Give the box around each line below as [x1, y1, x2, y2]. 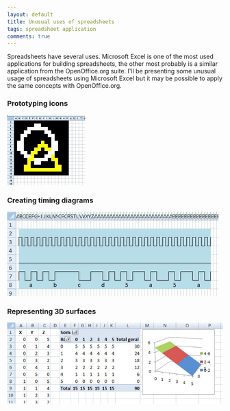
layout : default [7, 11, 53, 18]
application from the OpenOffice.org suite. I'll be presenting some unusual [7, 67, 216, 75]
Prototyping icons [7, 99, 68, 108]
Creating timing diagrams [7, 196, 94, 205]
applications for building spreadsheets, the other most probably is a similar [7, 60, 218, 68]
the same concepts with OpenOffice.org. [7, 82, 122, 90]
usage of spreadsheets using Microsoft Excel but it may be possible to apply [7, 74, 222, 82]
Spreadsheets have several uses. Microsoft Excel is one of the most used [7, 52, 214, 61]
